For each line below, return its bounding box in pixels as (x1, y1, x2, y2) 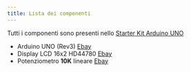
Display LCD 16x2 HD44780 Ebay (17, 49, 112, 58)
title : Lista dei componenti (7, 10, 91, 17)
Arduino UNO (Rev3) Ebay (17, 42, 92, 50)
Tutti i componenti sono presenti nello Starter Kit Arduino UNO (7, 29, 184, 37)
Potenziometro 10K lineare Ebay (17, 56, 109, 65)
